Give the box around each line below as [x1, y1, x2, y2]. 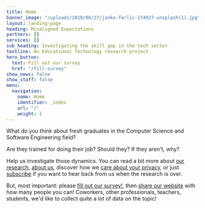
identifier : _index [17, 99, 67, 105]
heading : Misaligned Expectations [6, 26, 95, 32]
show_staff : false [6, 77, 53, 83]
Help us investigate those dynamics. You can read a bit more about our [6, 158, 185, 165]
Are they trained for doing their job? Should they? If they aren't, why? [6, 145, 180, 153]
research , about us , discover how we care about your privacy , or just [6, 164, 179, 171]
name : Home [17, 94, 45, 100]
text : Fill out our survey [12, 60, 81, 66]
